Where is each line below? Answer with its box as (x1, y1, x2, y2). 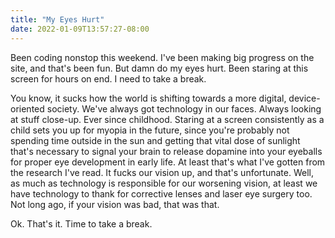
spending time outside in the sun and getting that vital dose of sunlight (10, 134, 301, 146)
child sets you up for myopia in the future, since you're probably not (10, 124, 290, 136)
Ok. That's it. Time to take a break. (10, 217, 153, 230)
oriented (10, 102, 45, 115)
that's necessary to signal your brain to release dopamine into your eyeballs (10, 145, 323, 157)
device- (288, 92, 321, 104)
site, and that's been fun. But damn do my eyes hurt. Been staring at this (10, 62, 309, 74)
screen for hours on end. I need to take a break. (10, 72, 207, 85)
